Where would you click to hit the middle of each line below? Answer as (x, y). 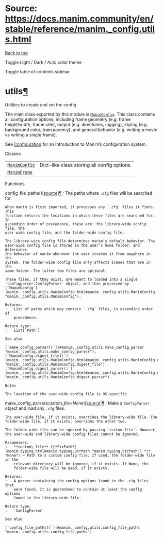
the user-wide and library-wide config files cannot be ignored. (72, 434)
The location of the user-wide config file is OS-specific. (67, 394)
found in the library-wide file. (48, 498)
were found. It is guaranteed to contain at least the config (78, 489)
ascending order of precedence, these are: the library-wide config (76, 224)
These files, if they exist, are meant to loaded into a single (71, 279)
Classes (13, 153)
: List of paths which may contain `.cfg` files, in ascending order (79, 309)
